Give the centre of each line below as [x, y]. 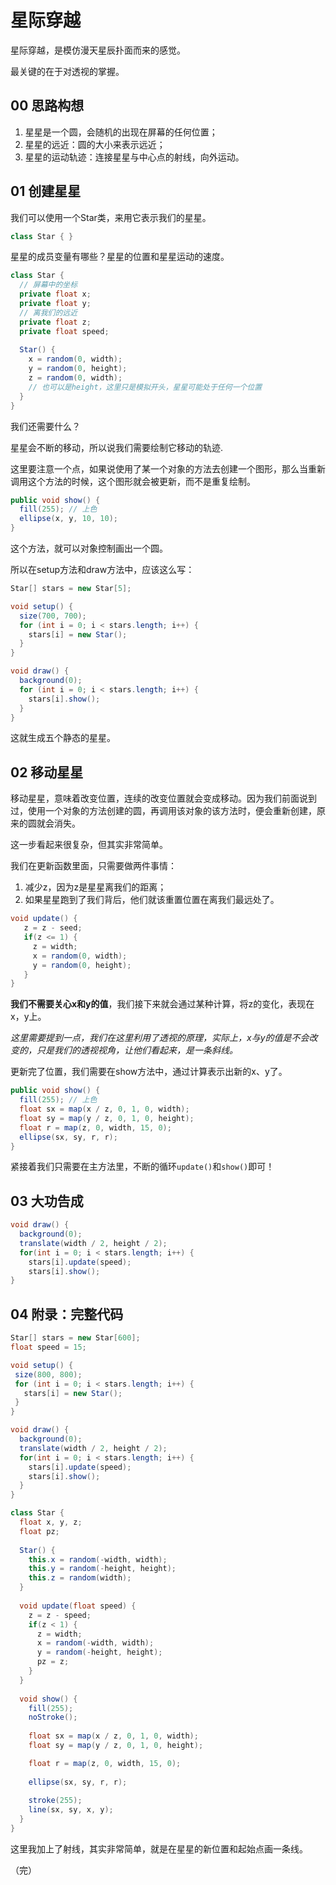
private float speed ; [64, 331]
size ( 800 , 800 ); [48, 1374]
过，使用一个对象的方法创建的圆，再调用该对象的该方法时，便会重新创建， [163, 811]
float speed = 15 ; [48, 1347]
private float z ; [55, 322]
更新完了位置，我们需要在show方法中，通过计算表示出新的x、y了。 [149, 1072]
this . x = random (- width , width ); [98, 1559]
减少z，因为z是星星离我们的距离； [95, 887]
